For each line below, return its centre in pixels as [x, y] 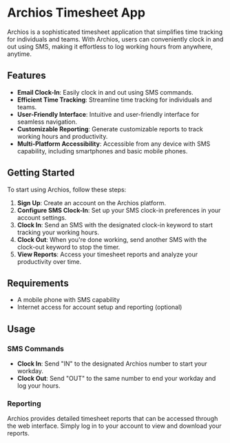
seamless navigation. [47, 122]
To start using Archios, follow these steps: [67, 189]
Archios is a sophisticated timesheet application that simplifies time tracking [115, 32]
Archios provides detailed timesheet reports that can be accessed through [113, 419]
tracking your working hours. [58, 232]
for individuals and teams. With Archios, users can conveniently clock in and [115, 39]
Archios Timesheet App [76, 13]
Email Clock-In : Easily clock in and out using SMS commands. [105, 92]
